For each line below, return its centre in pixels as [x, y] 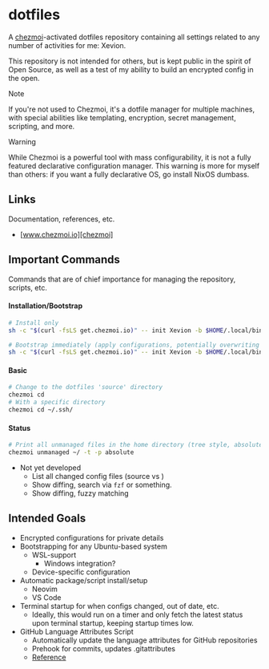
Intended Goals [47, 519]
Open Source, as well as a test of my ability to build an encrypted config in [131, 69]
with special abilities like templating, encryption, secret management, [122, 117]
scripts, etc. [28, 287]
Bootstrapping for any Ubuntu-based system [94, 546]
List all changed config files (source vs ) [98, 476]
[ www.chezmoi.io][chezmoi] [66, 234]
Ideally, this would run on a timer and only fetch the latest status [137, 614]
